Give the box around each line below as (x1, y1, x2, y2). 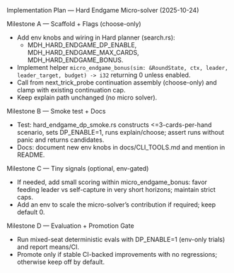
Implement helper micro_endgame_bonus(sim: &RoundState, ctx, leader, (16, 63, 228, 71)
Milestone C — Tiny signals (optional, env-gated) (6, 164, 149, 172)
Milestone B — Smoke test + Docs (6, 107, 106, 115)
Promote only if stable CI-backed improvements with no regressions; (16, 250, 218, 258)
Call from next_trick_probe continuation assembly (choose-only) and (16, 78, 217, 87)
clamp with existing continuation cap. (16, 86, 126, 94)
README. (16, 151, 45, 159)
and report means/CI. (16, 243, 79, 251)
